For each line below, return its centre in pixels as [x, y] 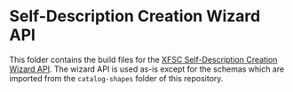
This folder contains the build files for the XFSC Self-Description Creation [143, 59]
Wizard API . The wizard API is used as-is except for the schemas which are [147, 69]
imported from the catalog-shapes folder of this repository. [116, 78]
